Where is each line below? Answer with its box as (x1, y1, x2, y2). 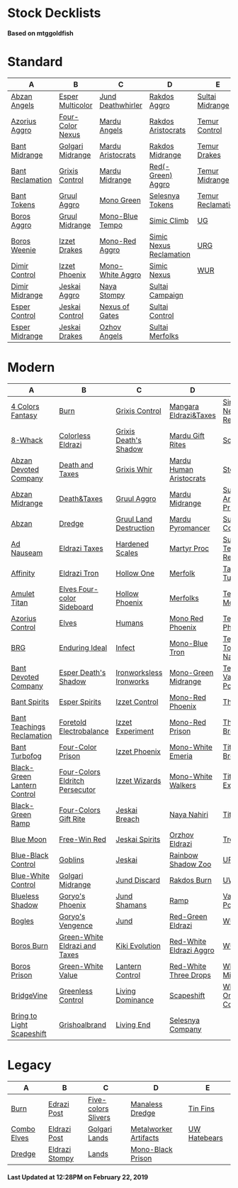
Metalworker (130, 1123, 173, 1133)
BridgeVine (11, 990, 48, 1000)
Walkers (169, 780, 196, 790)
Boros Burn (11, 940, 48, 950)
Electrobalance (59, 726, 109, 736)
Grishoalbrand (59, 1020, 107, 1030)
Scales (115, 548, 139, 558)
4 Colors (11, 401, 40, 411)
